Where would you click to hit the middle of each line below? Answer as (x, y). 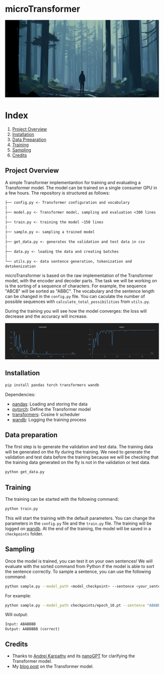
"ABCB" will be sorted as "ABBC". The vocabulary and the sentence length (80, 291)
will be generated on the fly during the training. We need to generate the (78, 452)
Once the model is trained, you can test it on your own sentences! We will (79, 561)
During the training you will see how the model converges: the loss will (76, 311)
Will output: (17, 615)
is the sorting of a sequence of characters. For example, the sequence (76, 286)
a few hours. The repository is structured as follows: (57, 193)
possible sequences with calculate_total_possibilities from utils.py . (78, 301)
